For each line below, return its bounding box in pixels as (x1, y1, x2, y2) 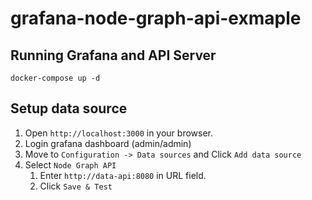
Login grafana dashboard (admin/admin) (24, 137, 192, 149)
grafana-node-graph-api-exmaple (10, 7, 302, 30)
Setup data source (10, 100, 128, 117)
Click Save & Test (39, 180, 113, 192)
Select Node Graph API (24, 158, 117, 171)
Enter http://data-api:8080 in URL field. (39, 169, 207, 181)
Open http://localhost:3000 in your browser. (24, 127, 213, 139)
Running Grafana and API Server (10, 47, 217, 64)
